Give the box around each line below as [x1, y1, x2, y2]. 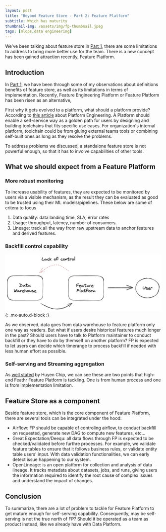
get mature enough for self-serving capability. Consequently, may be [5, 510, 146, 517]
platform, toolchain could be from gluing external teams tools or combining [5, 128, 158, 134]
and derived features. [12, 230, 56, 236]
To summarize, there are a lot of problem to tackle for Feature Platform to [5, 505, 155, 511]
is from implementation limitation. [5, 382, 73, 388]
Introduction [5, 68, 45, 77]
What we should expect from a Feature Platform [5, 163, 156, 171]
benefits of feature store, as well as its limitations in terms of [5, 87, 128, 92]
